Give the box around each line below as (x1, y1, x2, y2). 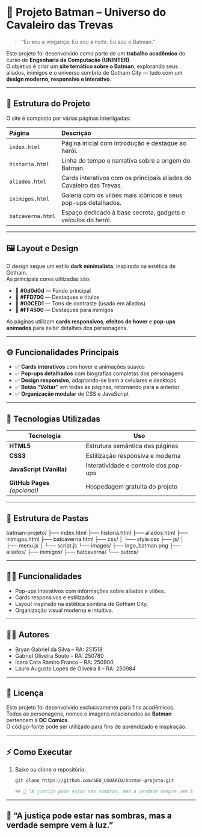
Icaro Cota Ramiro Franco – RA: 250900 (14, 658, 114, 666)
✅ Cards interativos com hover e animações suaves (14, 363, 145, 370)
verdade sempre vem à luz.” (6, 820, 114, 831)
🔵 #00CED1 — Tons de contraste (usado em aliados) (14, 299, 146, 307)
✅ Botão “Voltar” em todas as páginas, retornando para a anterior (14, 384, 180, 391)
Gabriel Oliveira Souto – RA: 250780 (14, 652, 104, 659)
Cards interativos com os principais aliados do (61, 173, 192, 182)
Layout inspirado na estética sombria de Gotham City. (14, 600, 148, 607)
